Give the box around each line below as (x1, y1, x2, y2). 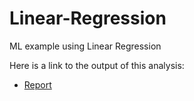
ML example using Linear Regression (9, 40, 162, 52)
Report (23, 78, 52, 91)
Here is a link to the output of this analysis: (9, 59, 185, 71)
